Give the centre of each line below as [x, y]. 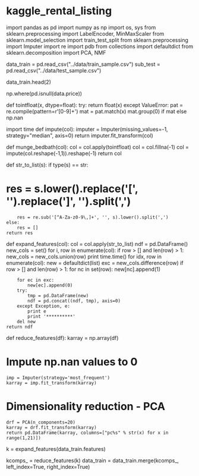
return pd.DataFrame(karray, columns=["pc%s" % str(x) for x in [87, 433]
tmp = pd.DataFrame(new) [58, 295]
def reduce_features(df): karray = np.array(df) [62, 338]
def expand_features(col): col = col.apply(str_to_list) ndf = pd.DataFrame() [97, 244]
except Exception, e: [43, 306]
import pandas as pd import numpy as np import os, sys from [81, 27]
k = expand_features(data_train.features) [56, 449]
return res [20, 233]
